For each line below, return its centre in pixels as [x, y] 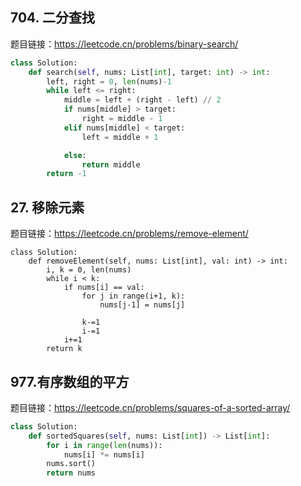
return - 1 [66, 174]
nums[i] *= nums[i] [104, 454]
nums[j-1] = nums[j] [142, 305]
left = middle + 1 [120, 137]
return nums [71, 473]
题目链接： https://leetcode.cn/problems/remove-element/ [129, 234]
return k [64, 349]
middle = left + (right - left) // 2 [142, 100]
